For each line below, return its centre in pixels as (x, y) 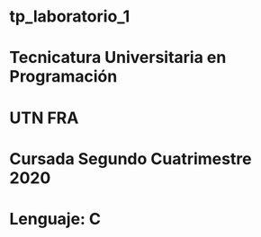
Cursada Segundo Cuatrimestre (130, 158)
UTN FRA (44, 118)
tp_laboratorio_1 (70, 17)
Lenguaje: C (55, 219)
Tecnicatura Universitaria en (118, 58)
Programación (63, 77)
